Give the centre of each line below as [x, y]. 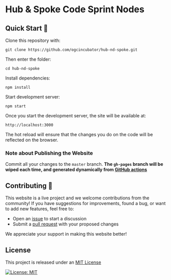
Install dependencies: [28, 78]
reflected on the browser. [32, 140]
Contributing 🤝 [29, 185]
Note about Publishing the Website [49, 153]
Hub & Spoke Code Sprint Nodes [75, 9]
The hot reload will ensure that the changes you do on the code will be [79, 134]
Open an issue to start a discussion [50, 219]
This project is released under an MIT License [53, 262]
